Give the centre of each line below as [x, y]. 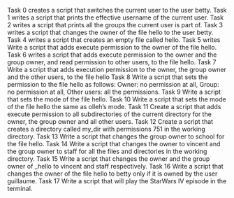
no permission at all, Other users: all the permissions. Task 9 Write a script [114, 92]
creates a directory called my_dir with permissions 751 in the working [107, 129]
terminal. [20, 189]
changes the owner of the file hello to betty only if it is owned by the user [112, 174]
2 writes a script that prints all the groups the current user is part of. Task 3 [115, 25]
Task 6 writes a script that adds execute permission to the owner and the [112, 55]
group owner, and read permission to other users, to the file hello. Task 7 [112, 62]
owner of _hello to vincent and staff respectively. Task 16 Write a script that [115, 166]
